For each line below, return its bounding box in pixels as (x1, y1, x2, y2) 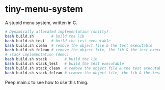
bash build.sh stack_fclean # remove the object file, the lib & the (5, 70, 151, 75)
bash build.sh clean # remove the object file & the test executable (5, 43, 153, 48)
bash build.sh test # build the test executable (5, 38, 111, 43)
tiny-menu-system (5, 3, 83, 15)
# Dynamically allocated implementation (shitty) (5, 29, 109, 34)
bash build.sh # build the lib (5, 33, 84, 39)
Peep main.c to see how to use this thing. (5, 79, 88, 85)
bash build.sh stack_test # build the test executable (5, 61, 124, 66)
